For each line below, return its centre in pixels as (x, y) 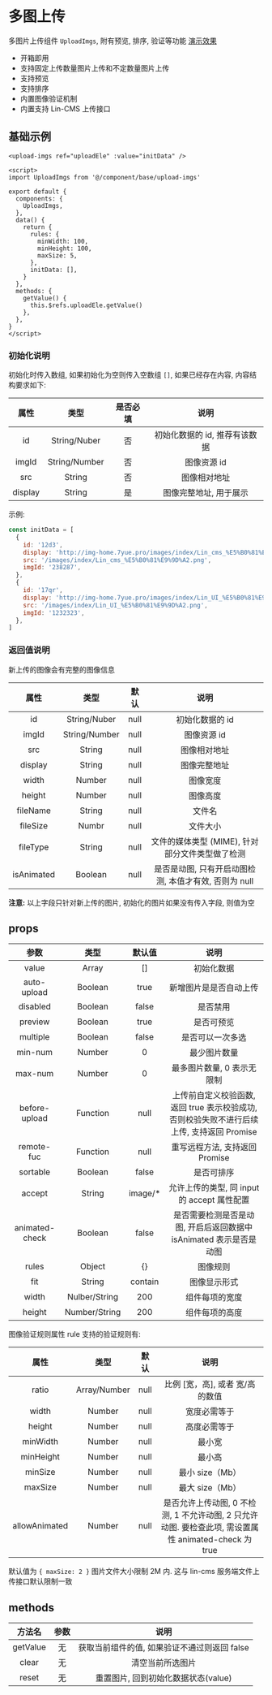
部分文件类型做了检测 (205, 854)
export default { (38, 192)
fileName (34, 811)
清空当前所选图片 (164, 1663)
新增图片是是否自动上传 (214, 988)
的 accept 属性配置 (214, 1200)
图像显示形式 (214, 1282)
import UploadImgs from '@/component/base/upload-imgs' (104, 177)
